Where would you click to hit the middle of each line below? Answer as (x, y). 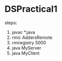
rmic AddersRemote (32, 37)
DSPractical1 (31, 9)
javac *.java (23, 32)
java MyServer (26, 48)
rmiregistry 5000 (29, 42)
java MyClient (26, 53)
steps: (11, 23)
